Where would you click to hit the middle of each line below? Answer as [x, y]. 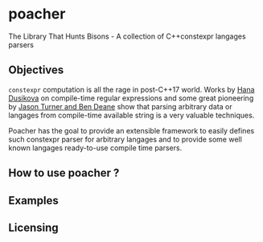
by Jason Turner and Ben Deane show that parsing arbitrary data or [120, 106]
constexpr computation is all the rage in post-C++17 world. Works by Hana [131, 89]
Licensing [33, 227]
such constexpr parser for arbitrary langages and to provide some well [125, 139]
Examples [33, 201]
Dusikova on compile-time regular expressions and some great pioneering [131, 98]
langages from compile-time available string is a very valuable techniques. [131, 115]
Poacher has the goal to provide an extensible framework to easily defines [131, 130]
